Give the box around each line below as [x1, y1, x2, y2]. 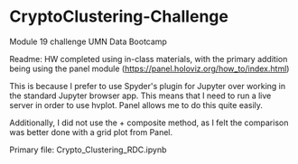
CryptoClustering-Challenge [9, 6, 228, 27]
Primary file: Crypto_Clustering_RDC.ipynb [9, 144, 167, 155]
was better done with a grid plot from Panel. [9, 126, 173, 137]
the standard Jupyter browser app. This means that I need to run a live [9, 90, 272, 101]
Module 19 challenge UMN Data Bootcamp [9, 36, 167, 47]
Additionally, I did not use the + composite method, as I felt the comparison [9, 117, 289, 128]
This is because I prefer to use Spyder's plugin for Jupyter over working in [9, 80, 286, 91]
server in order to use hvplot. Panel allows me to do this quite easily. [9, 99, 264, 110]
